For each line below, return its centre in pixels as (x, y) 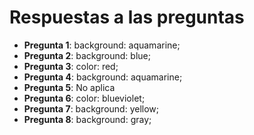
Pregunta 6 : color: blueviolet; (84, 98)
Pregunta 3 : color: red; (71, 66)
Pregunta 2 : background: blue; (87, 55)
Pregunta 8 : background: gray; (87, 119)
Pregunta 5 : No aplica (69, 87)
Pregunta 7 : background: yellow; (91, 108)
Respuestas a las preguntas (127, 17)
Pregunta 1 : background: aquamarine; (102, 45)
